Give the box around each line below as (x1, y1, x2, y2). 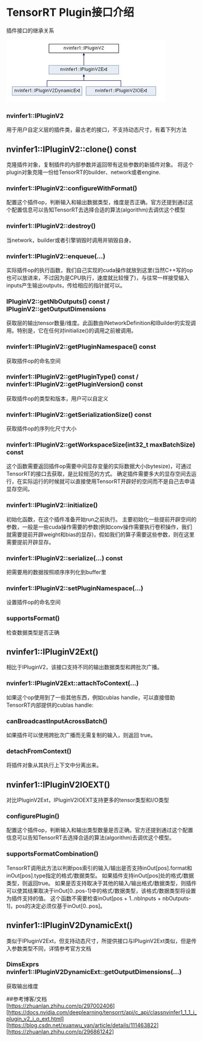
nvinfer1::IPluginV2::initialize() (6, 501, 98, 509)
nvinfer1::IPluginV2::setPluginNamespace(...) (6, 584, 144, 593)
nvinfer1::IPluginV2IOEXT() (6, 779, 110, 790)
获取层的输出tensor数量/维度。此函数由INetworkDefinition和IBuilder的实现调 (6, 320, 196, 327)
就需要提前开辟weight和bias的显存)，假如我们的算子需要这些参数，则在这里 (6, 531, 195, 538)
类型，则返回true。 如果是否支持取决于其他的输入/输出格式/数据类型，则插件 (6, 879, 197, 887)
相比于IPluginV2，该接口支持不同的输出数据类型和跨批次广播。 (6, 664, 163, 671)
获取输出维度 (6, 982, 38, 989)
